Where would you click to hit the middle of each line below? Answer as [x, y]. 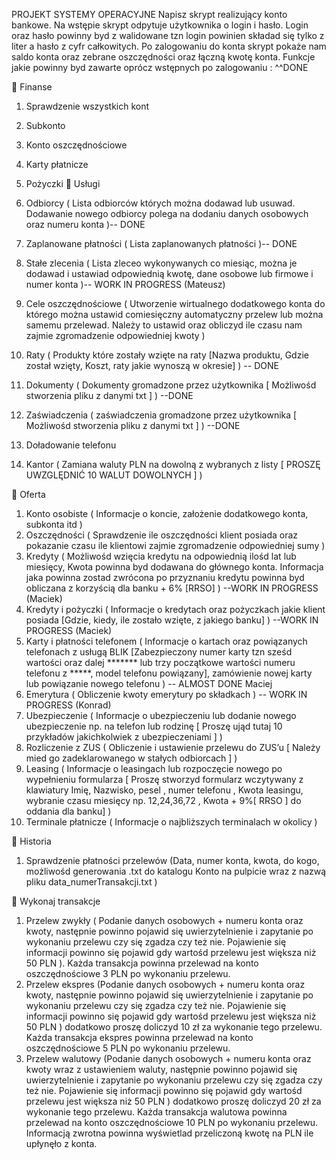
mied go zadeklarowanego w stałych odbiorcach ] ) [131, 758]
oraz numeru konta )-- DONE [85, 224]
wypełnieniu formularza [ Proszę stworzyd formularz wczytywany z [164, 779]
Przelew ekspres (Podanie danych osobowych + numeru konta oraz [165, 984]
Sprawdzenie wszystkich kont [87, 106]
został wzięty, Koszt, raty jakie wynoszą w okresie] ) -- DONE [152, 365]
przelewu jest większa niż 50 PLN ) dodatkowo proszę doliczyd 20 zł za [173, 1101]
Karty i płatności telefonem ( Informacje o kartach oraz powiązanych [166, 641]
